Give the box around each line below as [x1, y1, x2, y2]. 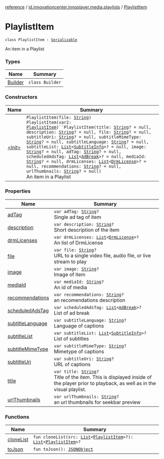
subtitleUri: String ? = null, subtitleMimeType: [26, 134, 142, 140]
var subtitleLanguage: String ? [54, 317, 127, 323]
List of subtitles [54, 335, 89, 342]
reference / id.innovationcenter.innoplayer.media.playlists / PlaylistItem [5, 4, 147, 10]
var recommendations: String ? [54, 292, 124, 297]
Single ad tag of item [54, 214, 102, 220]
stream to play [54, 258, 87, 265]
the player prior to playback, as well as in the [54, 380, 156, 387]
